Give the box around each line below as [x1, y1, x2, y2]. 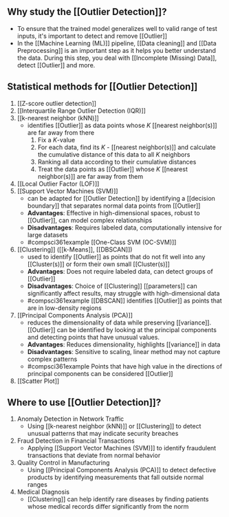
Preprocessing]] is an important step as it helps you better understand [17, 46, 217, 54]
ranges [27, 481, 48, 489]
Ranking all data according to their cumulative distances [37, 157, 197, 166]
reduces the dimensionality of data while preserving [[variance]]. [27, 318, 212, 327]
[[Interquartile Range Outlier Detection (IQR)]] [17, 107, 146, 115]
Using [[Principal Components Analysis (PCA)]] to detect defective [27, 466, 217, 474]
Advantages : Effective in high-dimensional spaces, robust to [27, 208, 201, 217]
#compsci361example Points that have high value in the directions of [27, 362, 222, 371]
